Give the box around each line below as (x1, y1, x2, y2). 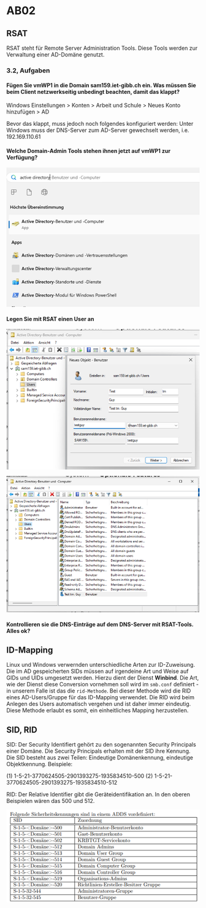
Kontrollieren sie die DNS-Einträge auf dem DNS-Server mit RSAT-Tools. (6, 621, 194, 628)
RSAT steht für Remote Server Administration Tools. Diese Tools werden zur (6, 44, 198, 52)
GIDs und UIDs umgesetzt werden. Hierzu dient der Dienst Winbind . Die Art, (6, 674, 199, 681)
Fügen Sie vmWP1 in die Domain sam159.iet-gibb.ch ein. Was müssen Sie (6, 81, 196, 89)
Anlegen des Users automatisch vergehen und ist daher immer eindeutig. (6, 700, 191, 708)
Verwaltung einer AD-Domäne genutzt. (6, 51, 105, 58)
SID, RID (6, 724, 38, 735)
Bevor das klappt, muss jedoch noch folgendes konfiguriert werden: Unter (6, 120, 194, 128)
